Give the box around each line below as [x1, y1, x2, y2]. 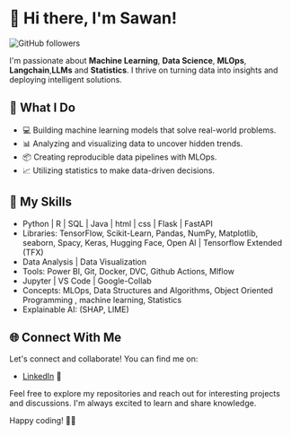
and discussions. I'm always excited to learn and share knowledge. [9, 398, 257, 409]
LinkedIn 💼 [22, 371, 62, 382]
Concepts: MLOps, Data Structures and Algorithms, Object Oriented [22, 284, 274, 295]
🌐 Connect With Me [9, 329, 122, 344]
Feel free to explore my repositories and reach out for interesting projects [9, 388, 281, 399]
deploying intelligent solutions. [9, 74, 123, 84]
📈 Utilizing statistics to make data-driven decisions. [22, 165, 216, 176]
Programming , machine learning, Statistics [22, 294, 182, 305]
